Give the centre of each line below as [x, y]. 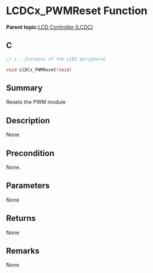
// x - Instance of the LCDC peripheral [56, 59]
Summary [24, 88]
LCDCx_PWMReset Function [77, 11]
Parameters [28, 186]
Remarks [23, 251]
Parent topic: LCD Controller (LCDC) [50, 27]
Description [28, 121]
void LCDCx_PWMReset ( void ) [39, 70]
